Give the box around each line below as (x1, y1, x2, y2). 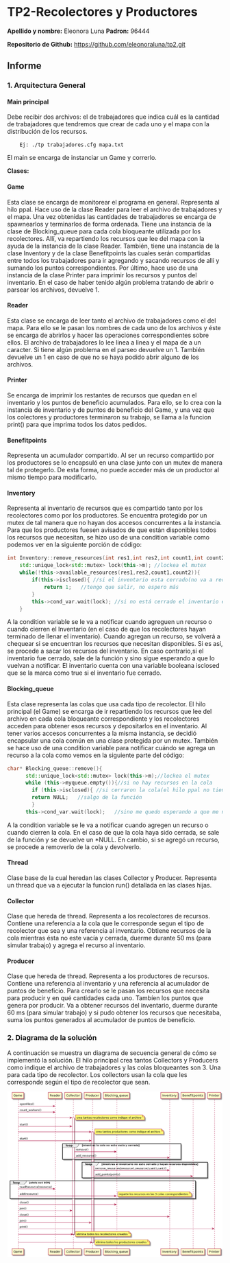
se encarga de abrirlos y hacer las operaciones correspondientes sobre (7, 331, 209, 339)
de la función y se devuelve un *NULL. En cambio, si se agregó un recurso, (7, 835, 220, 844)
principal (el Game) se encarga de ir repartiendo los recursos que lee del (7, 707, 212, 715)
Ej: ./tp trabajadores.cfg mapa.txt (19, 141, 125, 148)
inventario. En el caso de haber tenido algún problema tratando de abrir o (7, 278, 214, 286)
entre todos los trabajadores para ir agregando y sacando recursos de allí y (7, 256, 220, 264)
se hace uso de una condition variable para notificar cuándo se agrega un (7, 743, 216, 752)
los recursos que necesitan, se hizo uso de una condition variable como (7, 533, 210, 542)
